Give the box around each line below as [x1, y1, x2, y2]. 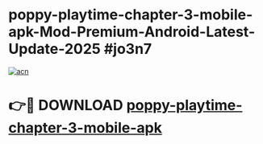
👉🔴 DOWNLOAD [8, 97, 123, 114]
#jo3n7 [103, 40, 152, 58]
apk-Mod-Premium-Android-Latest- [8, 23, 256, 41]
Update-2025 [8, 40, 101, 58]
